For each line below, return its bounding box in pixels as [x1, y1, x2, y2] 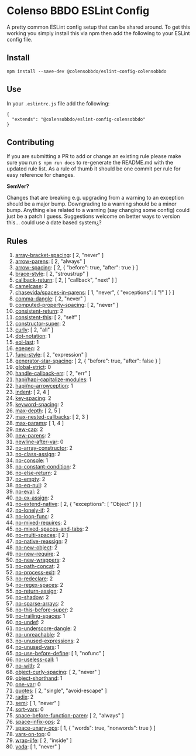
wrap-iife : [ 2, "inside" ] [15, 737, 72, 744]
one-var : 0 [15, 681, 41, 688]
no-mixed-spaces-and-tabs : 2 [15, 525, 89, 532]
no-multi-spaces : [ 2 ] [15, 532, 68, 539]
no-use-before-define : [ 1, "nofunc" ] [15, 650, 105, 657]
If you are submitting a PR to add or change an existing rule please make [6, 153, 181, 160]
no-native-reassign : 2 [15, 538, 68, 545]
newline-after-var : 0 [15, 438, 64, 446]
